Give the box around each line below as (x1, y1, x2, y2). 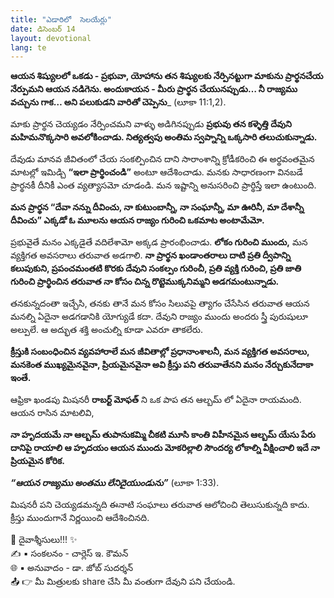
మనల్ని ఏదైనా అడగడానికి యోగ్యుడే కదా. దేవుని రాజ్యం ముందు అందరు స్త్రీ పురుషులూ (10, 311, 309, 323)
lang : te (10, 42, 47, 53)
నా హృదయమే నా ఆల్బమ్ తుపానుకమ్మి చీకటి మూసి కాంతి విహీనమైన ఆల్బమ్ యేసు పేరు (10, 429, 316, 441)
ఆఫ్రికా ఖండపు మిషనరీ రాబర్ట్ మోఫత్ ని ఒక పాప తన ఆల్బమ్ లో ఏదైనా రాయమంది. (10, 394, 302, 406)
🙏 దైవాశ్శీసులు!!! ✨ (10, 534, 78, 546)
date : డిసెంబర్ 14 (10, 24, 76, 34)
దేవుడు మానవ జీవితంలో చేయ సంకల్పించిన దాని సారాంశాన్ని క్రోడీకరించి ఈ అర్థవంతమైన (10, 153, 315, 165)
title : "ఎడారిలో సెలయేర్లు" (10, 14, 112, 25)
